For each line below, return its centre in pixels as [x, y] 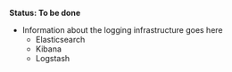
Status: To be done [45, 13]
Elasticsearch [60, 40]
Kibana [49, 49]
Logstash [53, 58]
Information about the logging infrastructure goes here [122, 30]
